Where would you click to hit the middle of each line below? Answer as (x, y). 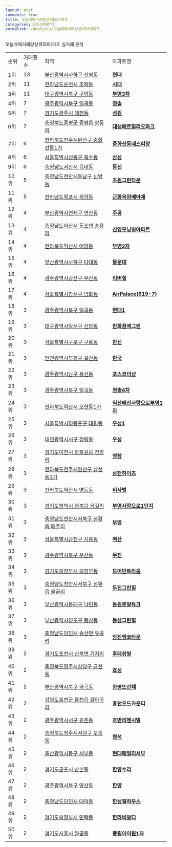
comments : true (21, 15)
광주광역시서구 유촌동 (69, 721)
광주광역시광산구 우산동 (71, 278)
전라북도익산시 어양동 (69, 246)
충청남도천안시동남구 (68, 177)
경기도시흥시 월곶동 (67, 834)
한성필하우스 (126, 801)
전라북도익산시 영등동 (69, 490)
